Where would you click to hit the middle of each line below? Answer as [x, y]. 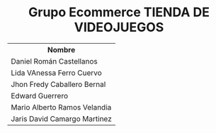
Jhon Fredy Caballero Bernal [58, 84]
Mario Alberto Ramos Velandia [61, 107]
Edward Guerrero [40, 96]
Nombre [61, 50]
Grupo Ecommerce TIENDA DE [119, 12]
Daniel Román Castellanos [54, 61]
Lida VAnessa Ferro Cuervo [57, 73]
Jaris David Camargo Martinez [61, 119]
